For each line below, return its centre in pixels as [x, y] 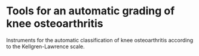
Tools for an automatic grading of [91, 11]
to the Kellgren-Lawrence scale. [45, 46]
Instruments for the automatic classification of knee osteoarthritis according [99, 40]
